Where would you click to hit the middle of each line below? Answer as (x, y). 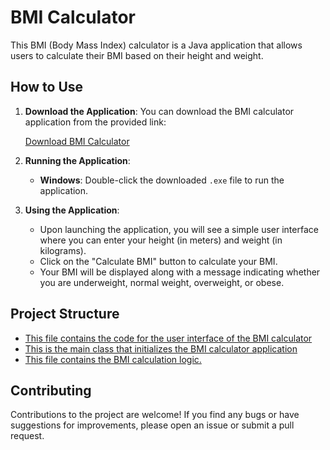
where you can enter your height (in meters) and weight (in (161, 240)
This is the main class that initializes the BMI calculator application (161, 348)
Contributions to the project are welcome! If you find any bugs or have (155, 415)
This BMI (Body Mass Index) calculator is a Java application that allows (156, 45)
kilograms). (63, 250)
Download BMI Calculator (77, 141)
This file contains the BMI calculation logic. (113, 359)
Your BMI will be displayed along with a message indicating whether (180, 272)
